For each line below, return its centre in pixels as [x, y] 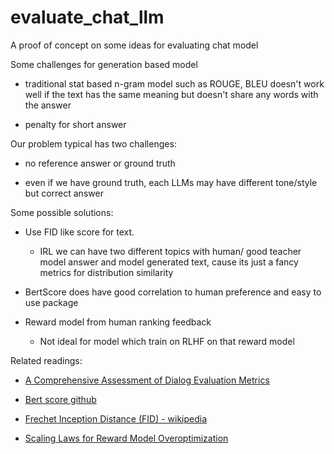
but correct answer [64, 193]
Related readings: [46, 360]
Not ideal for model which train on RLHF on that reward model [167, 341]
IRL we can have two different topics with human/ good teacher [170, 251]
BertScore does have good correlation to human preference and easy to [173, 292]
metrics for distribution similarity [106, 272]
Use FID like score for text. [79, 232]
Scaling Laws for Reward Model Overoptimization [126, 438]
